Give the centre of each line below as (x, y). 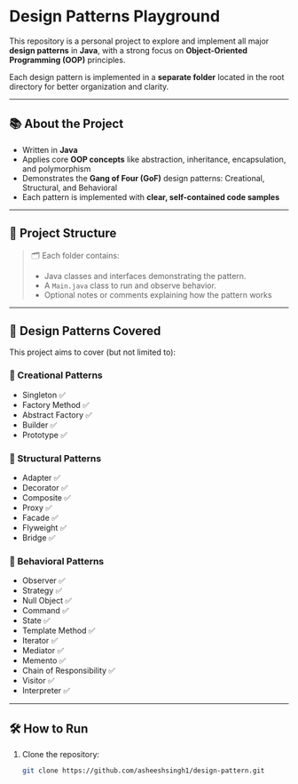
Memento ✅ (44, 660)
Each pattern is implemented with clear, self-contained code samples (151, 196)
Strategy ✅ (42, 591)
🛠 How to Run (49, 728)
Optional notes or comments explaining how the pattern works (158, 294)
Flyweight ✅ (44, 527)
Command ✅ (45, 611)
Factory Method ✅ (56, 404)
